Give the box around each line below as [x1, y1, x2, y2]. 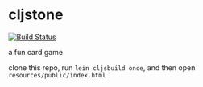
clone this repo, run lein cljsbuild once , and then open [8, 62, 196, 73]
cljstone [8, 6, 64, 24]
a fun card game [8, 47, 63, 57]
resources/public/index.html [8, 71, 106, 79]
